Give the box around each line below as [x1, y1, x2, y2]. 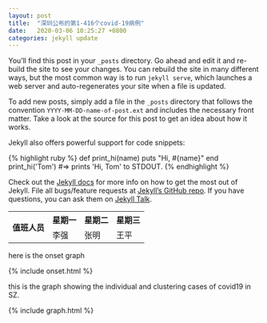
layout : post [8, 11, 52, 20]
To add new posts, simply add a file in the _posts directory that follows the [8, 97, 253, 106]
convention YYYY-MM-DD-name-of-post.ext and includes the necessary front [8, 106, 254, 115]
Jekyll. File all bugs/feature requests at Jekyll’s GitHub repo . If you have [8, 185, 245, 196]
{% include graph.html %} [8, 305, 94, 316]
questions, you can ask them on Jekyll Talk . [8, 194, 153, 204]
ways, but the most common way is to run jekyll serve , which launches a [8, 73, 253, 82]
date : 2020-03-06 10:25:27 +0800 [8, 26, 127, 34]
